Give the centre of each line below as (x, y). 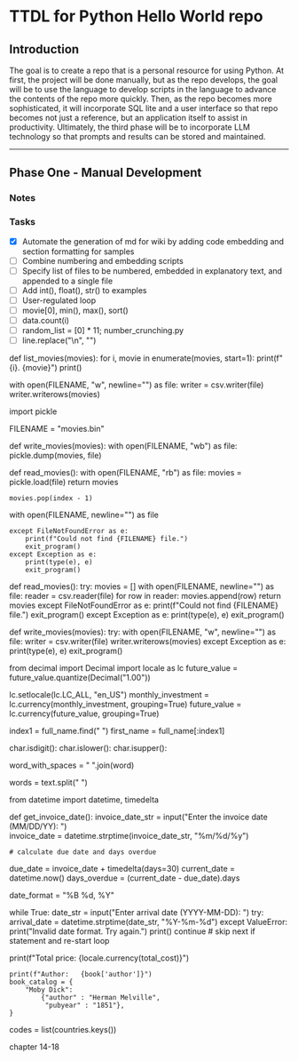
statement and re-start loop (59, 941)
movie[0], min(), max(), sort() (75, 310)
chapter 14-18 (35, 1047)
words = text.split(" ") (49, 783)
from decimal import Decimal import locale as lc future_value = (124, 668)
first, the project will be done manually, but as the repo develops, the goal (143, 80)
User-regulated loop (59, 300)
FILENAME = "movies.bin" (57, 429)
